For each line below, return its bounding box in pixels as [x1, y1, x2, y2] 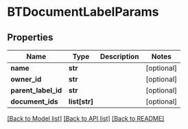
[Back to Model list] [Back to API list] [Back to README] [7, 115, 165, 122]
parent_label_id [10, 86, 62, 95]
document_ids [10, 97, 58, 106]
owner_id [10, 75, 42, 84]
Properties [7, 32, 54, 43]
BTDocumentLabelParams [7, 4, 159, 20]
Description [99, 52, 139, 61]
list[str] [68, 97, 94, 106]
